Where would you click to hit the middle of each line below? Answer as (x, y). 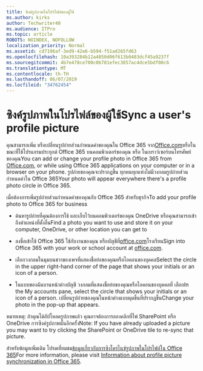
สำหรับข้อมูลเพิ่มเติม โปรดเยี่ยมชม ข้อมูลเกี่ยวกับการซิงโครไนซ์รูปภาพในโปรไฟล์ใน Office (95, 348)
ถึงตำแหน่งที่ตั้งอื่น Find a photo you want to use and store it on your (94, 222)
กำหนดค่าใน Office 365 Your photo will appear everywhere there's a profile (96, 179)
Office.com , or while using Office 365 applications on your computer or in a (101, 165)
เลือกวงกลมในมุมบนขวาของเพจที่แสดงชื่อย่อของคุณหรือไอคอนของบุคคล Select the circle (106, 259)
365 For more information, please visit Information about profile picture (94, 355)
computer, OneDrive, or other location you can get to (81, 229)
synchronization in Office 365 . (44, 361)
